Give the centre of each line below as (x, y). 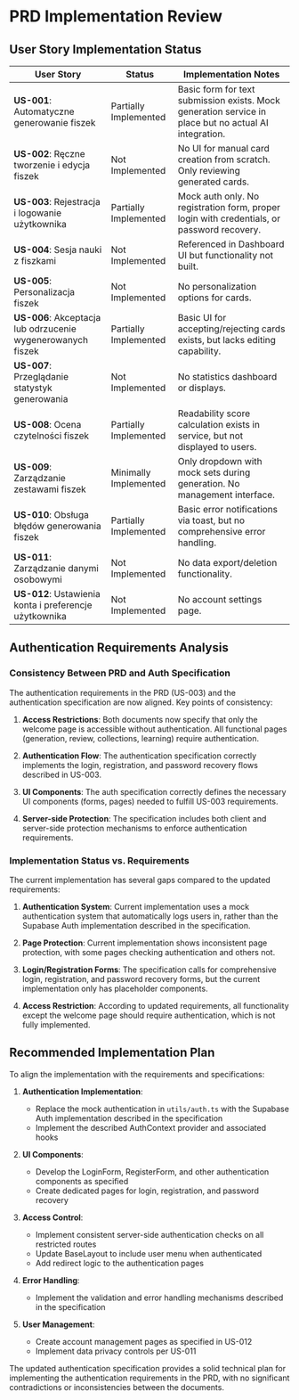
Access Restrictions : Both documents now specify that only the (140, 719)
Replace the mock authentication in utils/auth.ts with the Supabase (162, 1109)
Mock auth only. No (218, 196)
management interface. (226, 495)
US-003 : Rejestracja (57, 202)
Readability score (214, 413)
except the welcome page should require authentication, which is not (149, 1015)
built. (188, 266)
